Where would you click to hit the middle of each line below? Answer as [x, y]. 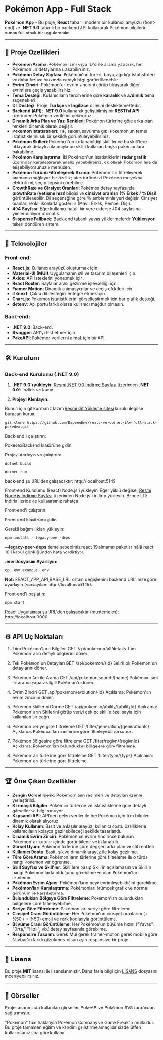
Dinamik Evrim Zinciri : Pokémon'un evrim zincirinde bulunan [73, 837]
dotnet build [18, 464]
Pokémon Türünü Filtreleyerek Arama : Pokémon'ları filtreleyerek [77, 172]
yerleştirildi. [24, 800]
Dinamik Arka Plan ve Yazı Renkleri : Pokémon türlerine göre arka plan [82, 121]
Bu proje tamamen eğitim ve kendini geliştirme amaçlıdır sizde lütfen [73, 1027]
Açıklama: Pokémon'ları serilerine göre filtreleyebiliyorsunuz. [73, 731]
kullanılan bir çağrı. [31, 717]
